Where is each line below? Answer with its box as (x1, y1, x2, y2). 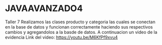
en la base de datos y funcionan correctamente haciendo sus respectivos (5, 24, 153, 30)
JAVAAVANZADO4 (5, 3, 83, 14)
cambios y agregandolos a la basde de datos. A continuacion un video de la (5, 29, 158, 35)
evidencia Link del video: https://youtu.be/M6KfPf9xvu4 (5, 34, 118, 40)
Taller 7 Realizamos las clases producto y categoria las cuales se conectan (5, 19, 156, 25)
